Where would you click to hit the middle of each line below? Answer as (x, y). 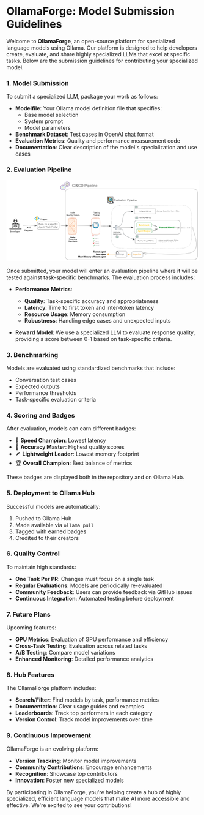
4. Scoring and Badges (41, 415)
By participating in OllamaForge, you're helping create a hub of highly (94, 792)
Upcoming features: (31, 628)
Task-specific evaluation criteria (56, 399)
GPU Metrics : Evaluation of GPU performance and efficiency (92, 640)
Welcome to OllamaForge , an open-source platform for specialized (91, 41)
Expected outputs (37, 386)
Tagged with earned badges (51, 531)
